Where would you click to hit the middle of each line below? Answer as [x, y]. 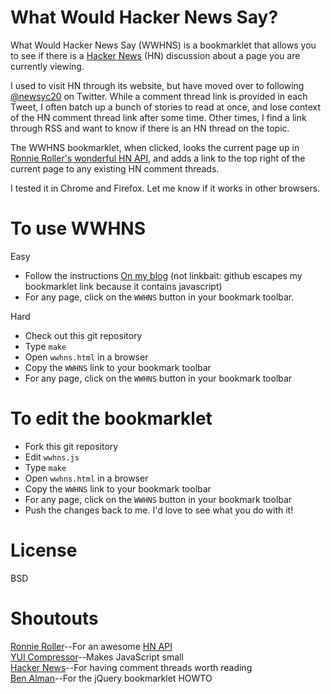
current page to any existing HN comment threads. [115, 168]
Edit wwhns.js [52, 457]
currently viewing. [47, 66]
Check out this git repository [83, 335]
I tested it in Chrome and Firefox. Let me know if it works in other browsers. [165, 188]
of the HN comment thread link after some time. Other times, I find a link [158, 117]
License [44, 550]
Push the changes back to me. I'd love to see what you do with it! [159, 510]
